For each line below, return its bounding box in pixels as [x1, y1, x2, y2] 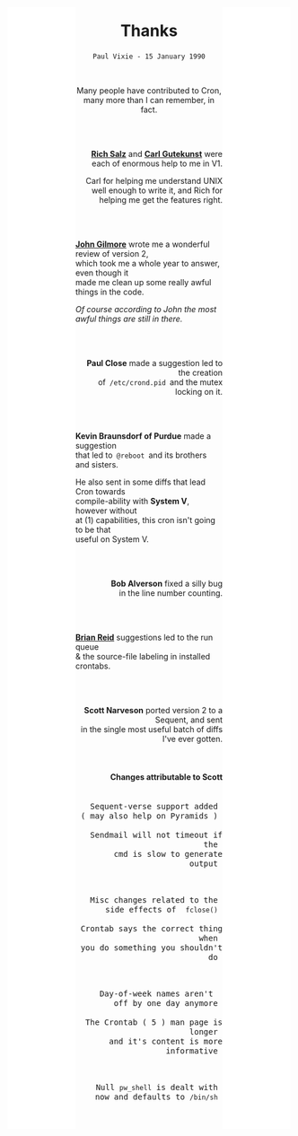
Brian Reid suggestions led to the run [74, 632, 214, 642]
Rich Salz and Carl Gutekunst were [91, 148, 223, 159]
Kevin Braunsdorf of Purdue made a [74, 430, 212, 441]
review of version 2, [74, 248, 149, 258]
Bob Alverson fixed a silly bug [110, 578, 223, 589]
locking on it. [174, 386, 223, 397]
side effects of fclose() [105, 904, 218, 915]
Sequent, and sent [154, 714, 223, 725]
